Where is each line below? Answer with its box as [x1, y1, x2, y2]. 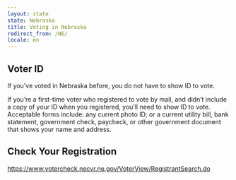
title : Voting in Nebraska [7, 23, 87, 30]
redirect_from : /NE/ [7, 30, 69, 37]
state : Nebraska [7, 17, 55, 24]
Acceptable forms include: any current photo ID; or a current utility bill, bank [7, 110, 229, 119]
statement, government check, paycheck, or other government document [7, 117, 221, 126]
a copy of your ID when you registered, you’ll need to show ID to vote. [7, 102, 211, 111]
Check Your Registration [7, 145, 117, 157]
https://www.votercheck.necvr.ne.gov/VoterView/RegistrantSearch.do [7, 164, 211, 173]
